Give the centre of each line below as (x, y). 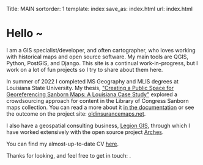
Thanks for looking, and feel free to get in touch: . (69, 155)
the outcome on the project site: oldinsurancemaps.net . (76, 114)
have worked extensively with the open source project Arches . (85, 132)
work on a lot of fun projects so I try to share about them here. (85, 69)
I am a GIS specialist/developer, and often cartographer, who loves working (101, 50)
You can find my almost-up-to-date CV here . (63, 144)
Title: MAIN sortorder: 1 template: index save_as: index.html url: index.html (99, 9)
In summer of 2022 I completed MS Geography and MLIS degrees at (93, 81)
